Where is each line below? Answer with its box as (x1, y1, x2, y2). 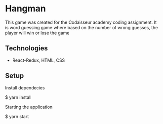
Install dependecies (5, 84, 45, 90)
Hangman (5, 3, 46, 14)
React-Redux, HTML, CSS (12, 57, 65, 63)
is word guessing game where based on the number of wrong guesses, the (5, 24, 158, 30)
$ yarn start (5, 113, 29, 119)
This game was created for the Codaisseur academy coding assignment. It (5, 19, 157, 25)
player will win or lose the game (5, 30, 70, 36)
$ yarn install (5, 94, 32, 100)
